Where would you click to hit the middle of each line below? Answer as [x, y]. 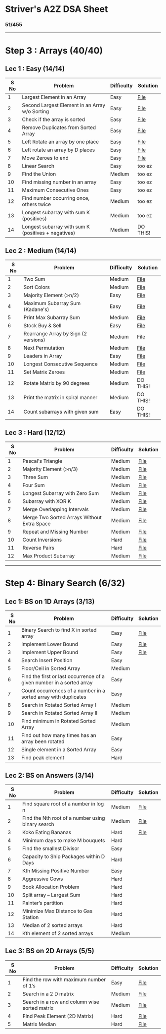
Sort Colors [37, 287]
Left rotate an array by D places [59, 150]
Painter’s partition [42, 903]
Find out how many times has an [59, 735]
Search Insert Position [47, 661]
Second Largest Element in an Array [63, 105]
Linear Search [38, 166]
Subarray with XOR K [47, 501]
